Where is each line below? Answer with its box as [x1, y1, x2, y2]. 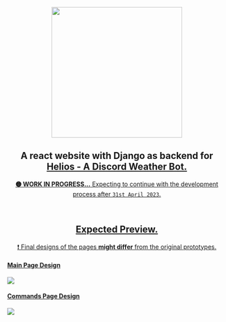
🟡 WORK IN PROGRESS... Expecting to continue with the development [15, 180, 219, 188]
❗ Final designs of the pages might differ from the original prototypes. [17, 243, 217, 251]
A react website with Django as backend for [20, 150, 213, 162]
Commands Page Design [7, 292, 80, 300]
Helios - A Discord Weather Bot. [46, 161, 188, 173]
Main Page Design [7, 261, 61, 270]
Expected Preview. [75, 224, 159, 236]
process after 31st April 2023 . [72, 190, 161, 198]
